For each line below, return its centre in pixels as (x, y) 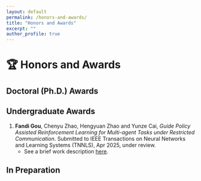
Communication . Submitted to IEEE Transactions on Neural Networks (100, 138)
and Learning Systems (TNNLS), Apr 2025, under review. (85, 145)
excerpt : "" (21, 28)
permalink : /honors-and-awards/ (46, 17)
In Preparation (33, 170)
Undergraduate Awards (51, 111)
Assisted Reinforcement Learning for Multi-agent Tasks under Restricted (105, 132)
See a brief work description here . (66, 151)
